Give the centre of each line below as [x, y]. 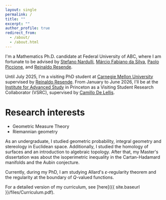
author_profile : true [28, 28]
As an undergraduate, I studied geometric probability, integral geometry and [83, 141]
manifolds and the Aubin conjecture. [42, 162]
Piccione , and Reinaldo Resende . [39, 67]
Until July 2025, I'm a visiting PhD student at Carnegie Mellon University [79, 76]
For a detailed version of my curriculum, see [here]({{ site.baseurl [73, 187]
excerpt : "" [17, 24]
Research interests [45, 112]
